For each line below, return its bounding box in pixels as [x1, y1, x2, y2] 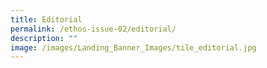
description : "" [10, 33, 78, 43]
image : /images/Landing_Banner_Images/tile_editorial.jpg [10, 42, 257, 53]
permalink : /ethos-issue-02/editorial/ [10, 24, 177, 34]
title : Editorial [10, 14, 83, 25]
